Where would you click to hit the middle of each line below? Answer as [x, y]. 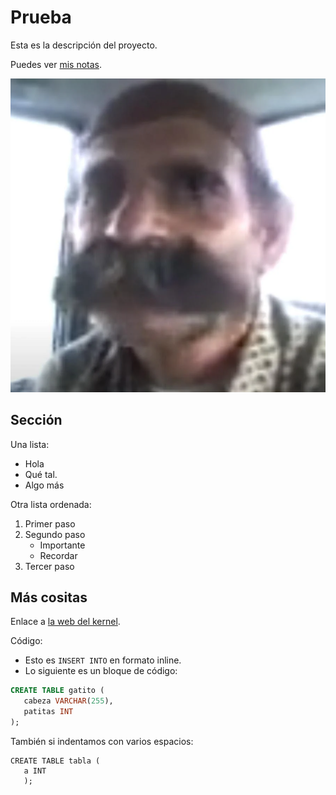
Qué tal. [41, 474]
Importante [62, 545]
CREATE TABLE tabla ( [55, 761]
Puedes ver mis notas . [56, 64]
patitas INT [48, 712]
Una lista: [30, 444]
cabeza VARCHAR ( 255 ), [68, 701]
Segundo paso [55, 534]
